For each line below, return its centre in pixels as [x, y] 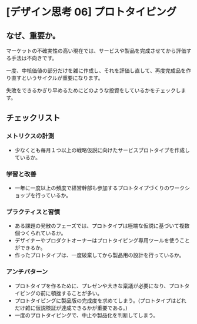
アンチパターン [27, 272]
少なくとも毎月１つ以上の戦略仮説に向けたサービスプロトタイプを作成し [102, 150]
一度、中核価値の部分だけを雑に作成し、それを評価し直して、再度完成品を [96, 70]
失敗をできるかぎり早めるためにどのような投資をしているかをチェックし [94, 90]
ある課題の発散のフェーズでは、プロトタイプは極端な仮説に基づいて [97, 226]
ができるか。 [30, 248]
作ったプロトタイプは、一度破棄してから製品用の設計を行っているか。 [99, 255]
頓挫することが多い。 [77, 293]
